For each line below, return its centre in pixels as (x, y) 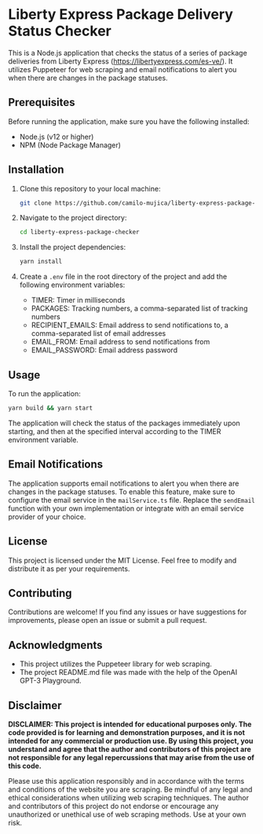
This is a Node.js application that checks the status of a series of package (128, 53)
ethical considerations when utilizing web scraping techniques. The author (129, 797)
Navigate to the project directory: (73, 218)
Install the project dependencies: (73, 247)
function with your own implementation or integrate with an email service (126, 508)
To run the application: (44, 393)
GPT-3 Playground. (50, 681)
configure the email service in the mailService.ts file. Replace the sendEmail (131, 500)
